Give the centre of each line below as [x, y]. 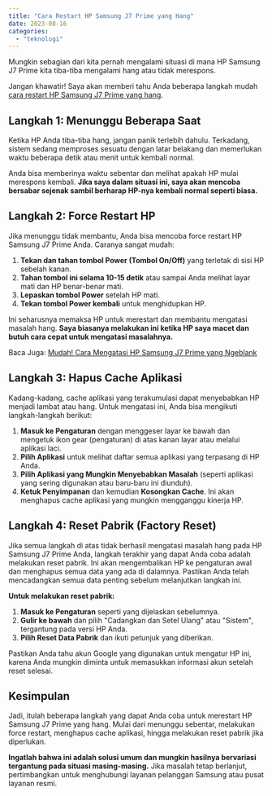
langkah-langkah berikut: [50, 415]
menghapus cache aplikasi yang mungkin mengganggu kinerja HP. [132, 500]
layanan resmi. [33, 784]
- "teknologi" [39, 39]
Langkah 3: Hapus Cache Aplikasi [95, 378]
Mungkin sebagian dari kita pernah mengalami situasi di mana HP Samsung [134, 62]
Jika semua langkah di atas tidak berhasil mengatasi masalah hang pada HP [135, 545]
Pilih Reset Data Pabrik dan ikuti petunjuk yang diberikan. [117, 637]
